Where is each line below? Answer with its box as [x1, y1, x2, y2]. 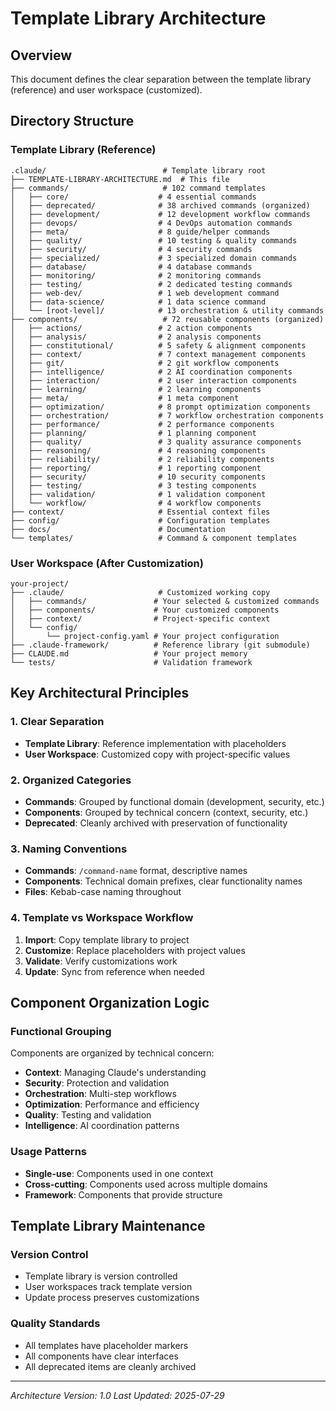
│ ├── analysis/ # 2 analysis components [10, 332, 262, 342]
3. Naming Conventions [10, 842, 128, 856]
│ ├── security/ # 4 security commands [10, 244, 253, 254]
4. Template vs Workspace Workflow [10, 911, 194, 925]
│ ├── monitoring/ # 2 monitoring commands [10, 270, 262, 281]
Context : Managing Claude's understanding [24, 1067, 207, 1079]
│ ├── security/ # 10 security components [10, 472, 267, 482]
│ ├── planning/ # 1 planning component [10, 428, 257, 438]
